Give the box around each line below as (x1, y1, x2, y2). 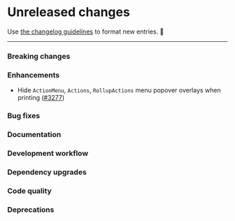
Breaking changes (7, 51, 71, 61)
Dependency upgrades (7, 167, 87, 177)
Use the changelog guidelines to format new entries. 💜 (7, 27, 164, 36)
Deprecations (7, 204, 55, 214)
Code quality (7, 186, 52, 196)
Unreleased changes (7, 4, 131, 20)
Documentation (7, 130, 62, 139)
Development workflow (7, 148, 89, 158)
